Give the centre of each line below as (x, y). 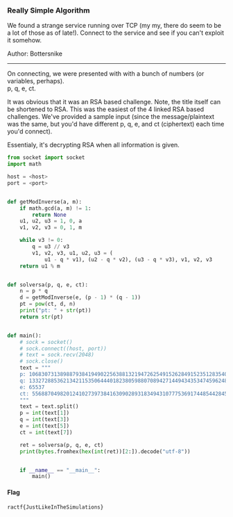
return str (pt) (42, 317)
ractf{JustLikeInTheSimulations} (55, 507)
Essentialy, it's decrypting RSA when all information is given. (94, 145)
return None (50, 215)
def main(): (24, 336)
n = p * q (34, 291)
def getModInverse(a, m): (44, 202)
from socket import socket (46, 158)
